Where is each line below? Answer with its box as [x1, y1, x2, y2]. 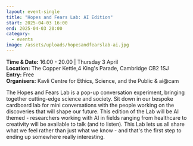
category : [6, 31, 31, 37]
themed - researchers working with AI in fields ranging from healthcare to [6, 114, 187, 121]
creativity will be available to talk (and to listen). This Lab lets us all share [6, 120, 185, 128]
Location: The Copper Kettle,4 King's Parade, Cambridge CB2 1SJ [6, 64, 169, 72]
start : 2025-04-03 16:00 [6, 20, 68, 26]
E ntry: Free [6, 71, 35, 78]
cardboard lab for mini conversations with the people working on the [6, 101, 175, 108]
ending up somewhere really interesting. [6, 133, 105, 140]
